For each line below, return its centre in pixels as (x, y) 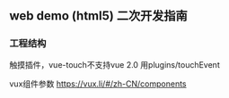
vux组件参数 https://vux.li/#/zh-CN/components (98, 84)
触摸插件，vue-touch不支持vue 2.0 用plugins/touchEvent (114, 64)
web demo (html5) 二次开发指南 (98, 16)
